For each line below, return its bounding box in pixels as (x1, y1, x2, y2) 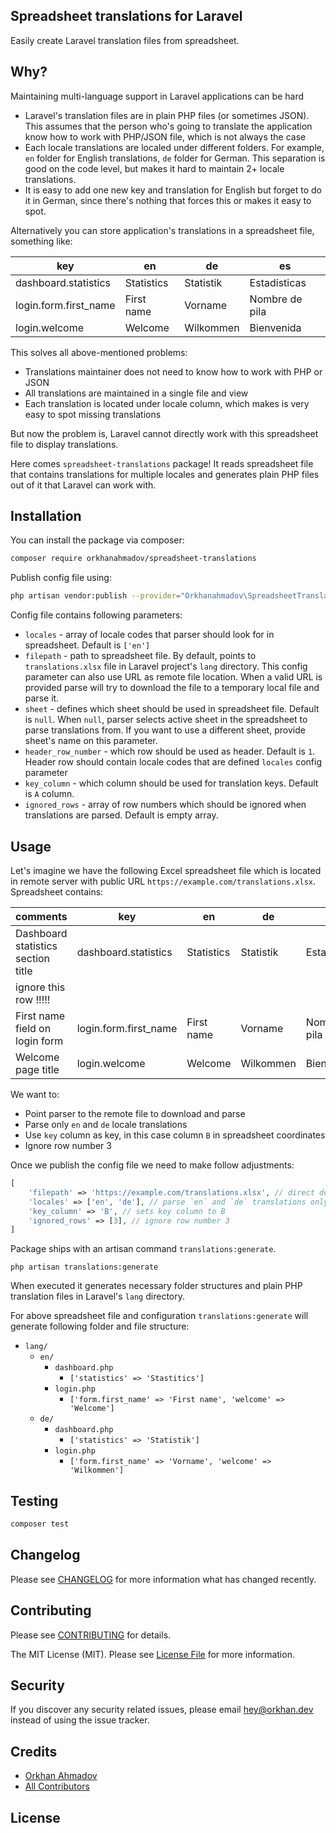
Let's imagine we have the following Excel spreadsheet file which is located (10, 865, 322, 876)
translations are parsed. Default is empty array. (24, 809, 219, 821)
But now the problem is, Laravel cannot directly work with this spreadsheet (10, 427, 319, 439)
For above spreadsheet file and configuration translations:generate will (10, 1310, 309, 1322)
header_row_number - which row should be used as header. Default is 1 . (24, 745, 316, 758)
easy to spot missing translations (24, 408, 162, 420)
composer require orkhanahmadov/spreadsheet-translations (10, 554, 257, 564)
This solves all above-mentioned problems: (10, 346, 188, 358)
